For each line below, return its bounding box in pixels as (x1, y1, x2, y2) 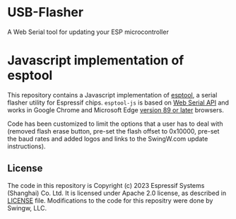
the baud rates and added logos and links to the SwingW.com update (7, 134, 208, 143)
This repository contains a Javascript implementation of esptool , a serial (7, 90, 218, 99)
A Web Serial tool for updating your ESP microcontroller (7, 28, 170, 36)
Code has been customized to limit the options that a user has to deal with (7, 119, 223, 128)
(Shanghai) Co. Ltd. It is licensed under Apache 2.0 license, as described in (7, 189, 227, 197)
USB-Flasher (7, 4, 83, 20)
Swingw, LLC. (7, 203, 47, 212)
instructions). (7, 142, 46, 150)
